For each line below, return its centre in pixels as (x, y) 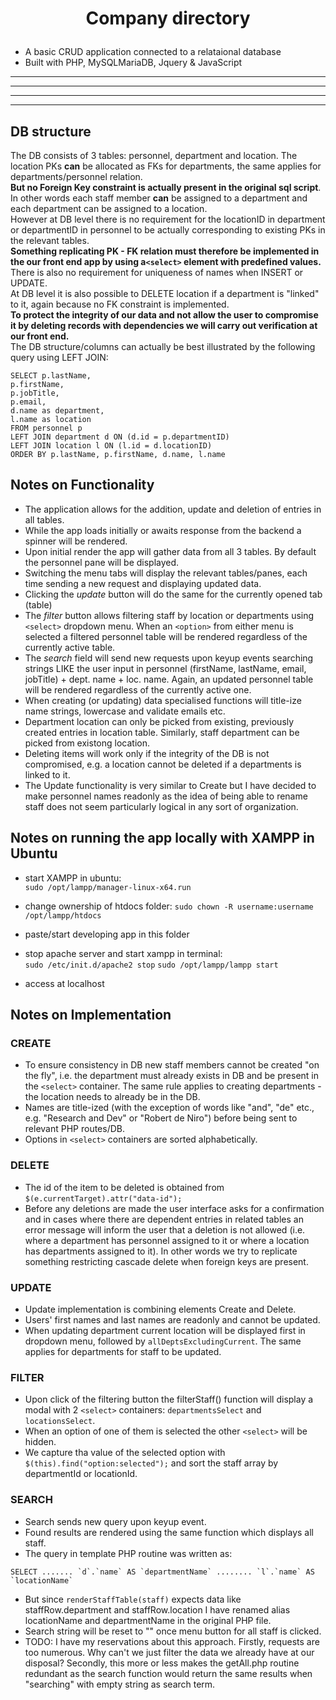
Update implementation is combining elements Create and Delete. (160, 1309)
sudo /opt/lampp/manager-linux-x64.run (108, 887)
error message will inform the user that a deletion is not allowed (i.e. (165, 1229)
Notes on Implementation (91, 1015)
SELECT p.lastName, (51, 376)
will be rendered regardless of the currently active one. (138, 689)
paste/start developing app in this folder (107, 934)
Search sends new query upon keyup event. (115, 1521)
